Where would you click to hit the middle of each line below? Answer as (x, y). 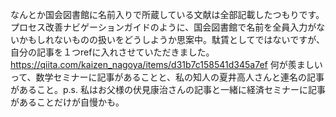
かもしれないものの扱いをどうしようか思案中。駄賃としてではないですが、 (171, 39)
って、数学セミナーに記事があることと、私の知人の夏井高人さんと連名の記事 (167, 77)
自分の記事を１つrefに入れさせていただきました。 (112, 52)
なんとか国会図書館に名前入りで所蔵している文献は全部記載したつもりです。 (167, 14)
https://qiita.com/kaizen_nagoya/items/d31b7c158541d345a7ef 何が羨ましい (166, 64)
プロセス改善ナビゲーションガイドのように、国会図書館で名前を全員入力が (163, 27)
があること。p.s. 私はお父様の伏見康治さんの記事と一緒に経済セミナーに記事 (168, 89)
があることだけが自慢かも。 (67, 102)
